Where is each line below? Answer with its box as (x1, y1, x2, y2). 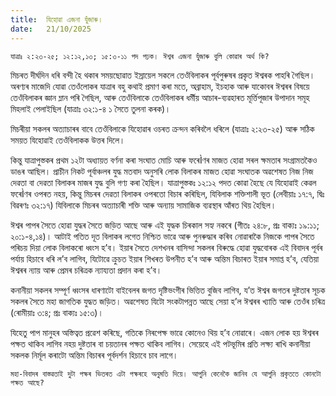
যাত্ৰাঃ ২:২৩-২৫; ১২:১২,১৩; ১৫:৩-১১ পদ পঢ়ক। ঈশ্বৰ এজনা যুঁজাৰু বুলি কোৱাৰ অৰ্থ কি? (10, 51, 270, 61)
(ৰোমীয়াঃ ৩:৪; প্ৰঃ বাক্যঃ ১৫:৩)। (10, 306, 104, 318)
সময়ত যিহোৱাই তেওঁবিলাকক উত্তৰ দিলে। (10, 134, 126, 146)
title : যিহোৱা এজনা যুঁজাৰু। (10, 14, 104, 25)
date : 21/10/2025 (10, 24, 92, 34)
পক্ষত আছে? (10, 377, 45, 388)
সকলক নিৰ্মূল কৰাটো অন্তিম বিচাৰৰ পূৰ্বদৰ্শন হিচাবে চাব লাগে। (10, 349, 179, 361)
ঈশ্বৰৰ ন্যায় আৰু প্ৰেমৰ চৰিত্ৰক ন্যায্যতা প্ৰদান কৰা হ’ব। (10, 264, 163, 276)
